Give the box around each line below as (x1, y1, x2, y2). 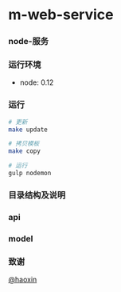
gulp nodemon (8, 170, 52, 178)
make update (8, 126, 48, 134)
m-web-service (8, 6, 114, 24)
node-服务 (8, 36, 49, 47)
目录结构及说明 (8, 190, 66, 201)
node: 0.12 (19, 78, 54, 87)
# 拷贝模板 (8, 140, 40, 148)
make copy (8, 147, 41, 155)
